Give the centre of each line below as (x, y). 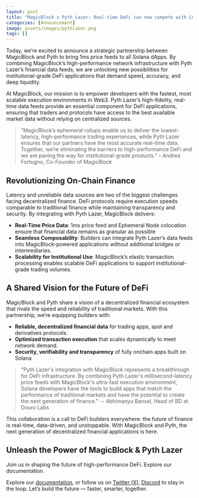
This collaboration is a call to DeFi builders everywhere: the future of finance (99, 418)
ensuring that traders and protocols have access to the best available (91, 113)
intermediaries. (33, 250)
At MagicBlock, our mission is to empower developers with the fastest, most (99, 94)
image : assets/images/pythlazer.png (51, 28)
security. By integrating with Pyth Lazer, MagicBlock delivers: (81, 214)
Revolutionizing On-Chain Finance (71, 181)
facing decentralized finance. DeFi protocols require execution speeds (92, 201)
